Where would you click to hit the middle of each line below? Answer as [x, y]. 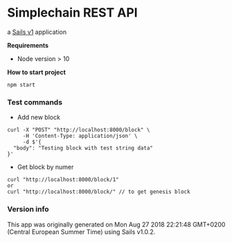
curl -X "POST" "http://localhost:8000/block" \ [79, 130]
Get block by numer [45, 167]
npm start [21, 84]
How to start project [36, 72]
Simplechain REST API [72, 13]
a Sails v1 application [37, 32]
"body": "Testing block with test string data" [83, 148]
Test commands [35, 102]
